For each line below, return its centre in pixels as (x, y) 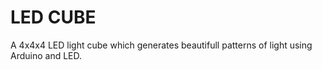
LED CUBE (53, 17)
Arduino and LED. (46, 55)
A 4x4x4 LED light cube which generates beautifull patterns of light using (161, 45)
